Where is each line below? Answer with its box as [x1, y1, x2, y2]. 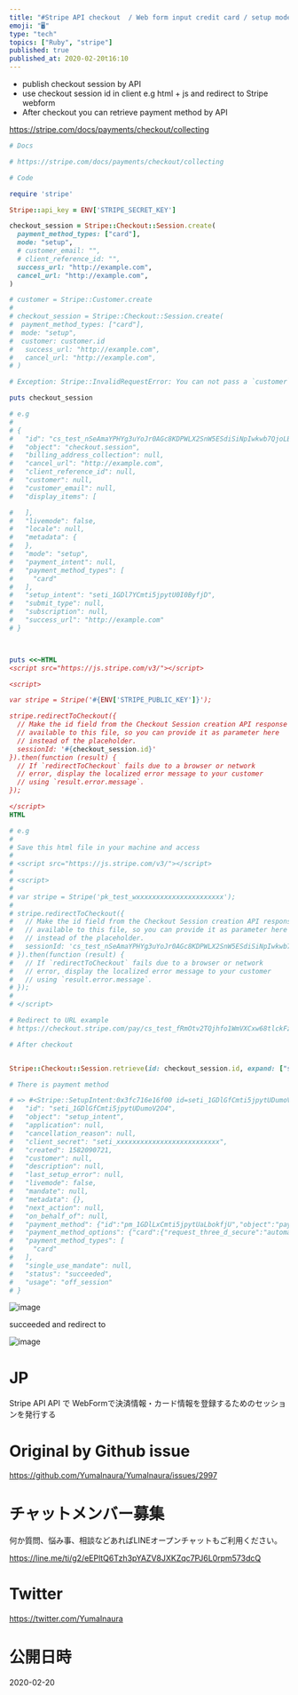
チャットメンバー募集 [9, 1504, 165, 1524]
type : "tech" [9, 29, 58, 38]
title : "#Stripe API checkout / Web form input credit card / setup [9, 12, 272, 22]
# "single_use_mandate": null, [9, 1261, 133, 1270]
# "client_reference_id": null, [9, 467, 137, 476]
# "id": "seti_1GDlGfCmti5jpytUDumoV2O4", [9, 1104, 176, 1113]
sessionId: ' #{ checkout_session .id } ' [17, 744, 157, 753]
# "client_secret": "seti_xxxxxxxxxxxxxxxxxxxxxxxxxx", [9, 1137, 228, 1146]
